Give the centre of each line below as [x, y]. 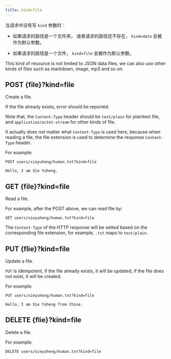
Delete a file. [19, 332]
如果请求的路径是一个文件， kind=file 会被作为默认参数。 [73, 53]
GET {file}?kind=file [37, 186]
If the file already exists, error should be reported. [57, 107]
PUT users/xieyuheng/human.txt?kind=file [50, 296]
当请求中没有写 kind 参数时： [36, 25]
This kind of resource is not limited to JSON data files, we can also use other [85, 63]
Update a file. [19, 261]
